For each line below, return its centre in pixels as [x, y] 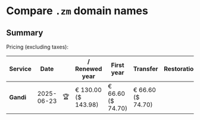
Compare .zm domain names [77, 11]
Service [20, 69]
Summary [25, 33]
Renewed [89, 69]
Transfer [146, 69]
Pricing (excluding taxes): [37, 47]
